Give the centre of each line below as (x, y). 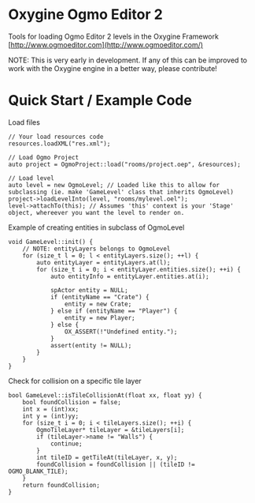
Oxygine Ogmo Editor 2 (85, 15)
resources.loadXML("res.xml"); (59, 144)
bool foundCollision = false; (72, 402)
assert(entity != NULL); (91, 345)
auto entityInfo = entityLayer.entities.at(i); (130, 276)
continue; (66, 444)
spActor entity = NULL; (89, 290)
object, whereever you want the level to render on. (96, 212)
